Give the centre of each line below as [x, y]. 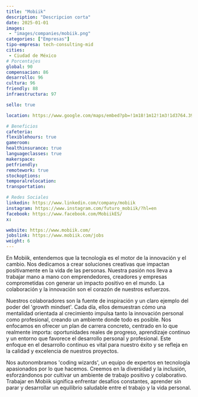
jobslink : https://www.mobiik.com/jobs [55, 235]
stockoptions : [24, 176]
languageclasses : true [34, 154]
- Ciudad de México [33, 56]
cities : [16, 50]
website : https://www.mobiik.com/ [49, 230]
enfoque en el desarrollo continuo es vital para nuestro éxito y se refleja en [97, 345]
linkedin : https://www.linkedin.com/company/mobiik [71, 203]
